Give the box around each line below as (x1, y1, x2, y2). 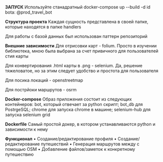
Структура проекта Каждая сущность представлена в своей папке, (5, 19, 148, 24)
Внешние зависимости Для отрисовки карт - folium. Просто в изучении (5, 43, 157, 48)
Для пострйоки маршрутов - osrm (5, 87, 77, 92)
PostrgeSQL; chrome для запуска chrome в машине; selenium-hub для (5, 107, 151, 112)
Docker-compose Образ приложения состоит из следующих (5, 96, 132, 102)
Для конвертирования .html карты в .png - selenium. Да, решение (5, 63, 143, 68)
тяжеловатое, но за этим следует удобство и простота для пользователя (5, 68, 159, 74)
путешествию (5, 151, 34, 157)
